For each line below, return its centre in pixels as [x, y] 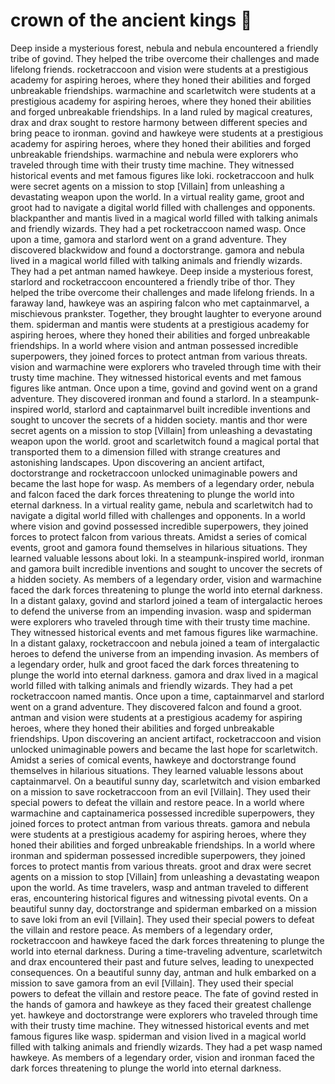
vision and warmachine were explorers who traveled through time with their [166, 366]
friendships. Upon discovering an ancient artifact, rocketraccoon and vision [166, 738]
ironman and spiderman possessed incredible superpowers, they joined [158, 855]
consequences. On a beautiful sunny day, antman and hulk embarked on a [163, 972]
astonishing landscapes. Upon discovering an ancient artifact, [137, 462]
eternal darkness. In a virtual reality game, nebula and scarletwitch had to [161, 505]
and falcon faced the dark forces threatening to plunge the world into [152, 494]
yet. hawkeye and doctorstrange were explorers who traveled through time [164, 1015]
